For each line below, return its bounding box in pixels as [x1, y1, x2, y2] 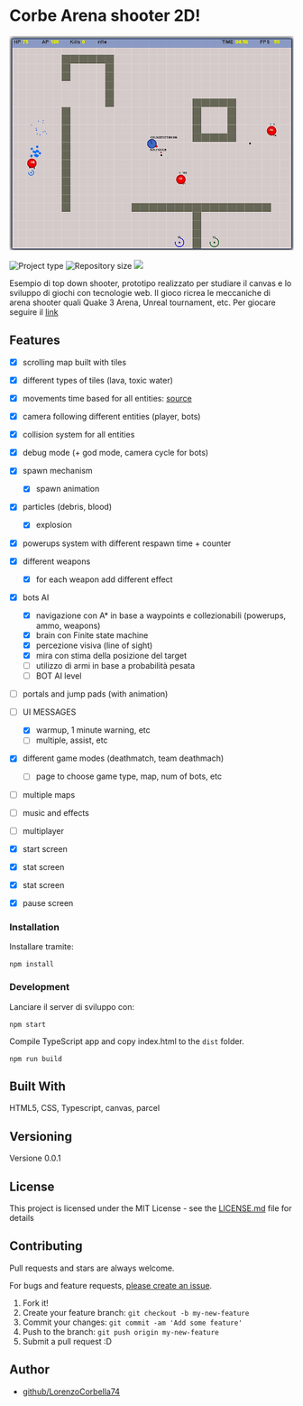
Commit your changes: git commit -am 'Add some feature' [22, 1317, 243, 1327]
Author [9, 1362, 50, 1377]
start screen [22, 843, 68, 854]
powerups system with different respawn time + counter [22, 538, 232, 549]
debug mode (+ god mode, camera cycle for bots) [22, 448, 209, 458]
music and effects [22, 807, 90, 818]
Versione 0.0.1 [9, 1152, 61, 1164]
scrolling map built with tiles [22, 356, 127, 367]
